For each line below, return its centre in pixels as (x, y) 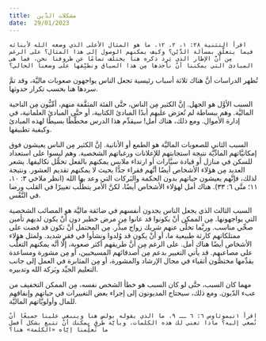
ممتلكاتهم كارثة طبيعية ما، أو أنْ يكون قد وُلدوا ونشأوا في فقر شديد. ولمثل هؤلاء (125, 235)
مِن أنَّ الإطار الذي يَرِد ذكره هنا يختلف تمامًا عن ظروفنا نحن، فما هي (121, 59)
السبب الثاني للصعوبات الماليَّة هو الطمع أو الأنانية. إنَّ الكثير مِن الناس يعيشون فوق (129, 144)
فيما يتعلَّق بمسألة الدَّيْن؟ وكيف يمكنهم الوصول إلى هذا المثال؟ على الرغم (131, 51)
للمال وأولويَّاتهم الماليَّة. (43, 301)
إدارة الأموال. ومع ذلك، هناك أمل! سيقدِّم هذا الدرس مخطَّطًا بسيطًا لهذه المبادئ (125, 120)
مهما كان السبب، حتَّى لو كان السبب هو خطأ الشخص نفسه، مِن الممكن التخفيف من (130, 284)
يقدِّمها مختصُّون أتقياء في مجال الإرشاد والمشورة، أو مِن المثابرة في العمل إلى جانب (131, 260)
